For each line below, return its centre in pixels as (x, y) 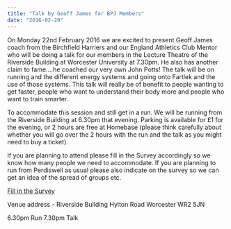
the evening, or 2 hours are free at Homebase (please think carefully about (114, 127)
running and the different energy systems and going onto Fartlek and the (111, 76)
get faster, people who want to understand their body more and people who (116, 92)
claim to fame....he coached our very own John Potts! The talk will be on (111, 69)
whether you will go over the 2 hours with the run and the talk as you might (114, 134)
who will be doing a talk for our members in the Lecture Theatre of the (108, 54)
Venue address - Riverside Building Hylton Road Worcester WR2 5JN (106, 204)
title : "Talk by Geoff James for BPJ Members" (76, 14)
